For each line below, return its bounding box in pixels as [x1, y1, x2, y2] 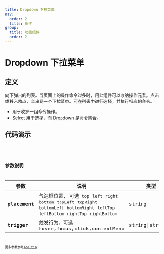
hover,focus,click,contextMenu [39, 225, 124, 232]
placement [7, 201, 34, 207]
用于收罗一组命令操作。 [12, 108, 60, 114]
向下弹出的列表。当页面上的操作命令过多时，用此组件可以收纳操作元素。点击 [5, 92, 159, 98]
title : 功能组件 [9, 30, 40, 35]
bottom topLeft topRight [39, 199, 98, 205]
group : [5, 25, 19, 30]
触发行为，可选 [39, 219, 73, 226]
